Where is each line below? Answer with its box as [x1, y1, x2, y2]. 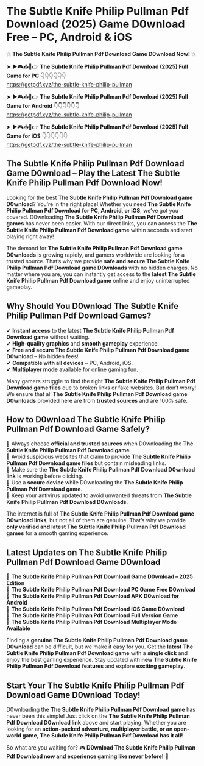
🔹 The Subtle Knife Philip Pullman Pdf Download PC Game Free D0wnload [6, 586, 196, 594]
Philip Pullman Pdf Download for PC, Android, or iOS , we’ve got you [6, 207, 178, 214]
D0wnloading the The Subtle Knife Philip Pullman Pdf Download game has [6, 706, 196, 713]
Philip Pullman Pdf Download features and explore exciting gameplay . [6, 662, 186, 670]
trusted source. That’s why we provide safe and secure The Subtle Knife [6, 257, 190, 264]
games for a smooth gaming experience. [6, 530, 108, 537]
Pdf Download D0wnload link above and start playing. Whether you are [6, 719, 187, 726]
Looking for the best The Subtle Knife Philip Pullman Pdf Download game [6, 194, 193, 201]
